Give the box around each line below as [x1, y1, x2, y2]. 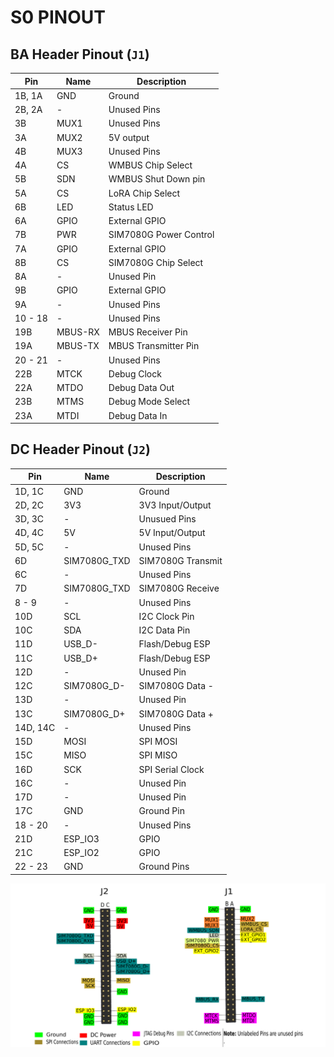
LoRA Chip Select [108, 187, 181, 199]
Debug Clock [108, 367, 162, 380]
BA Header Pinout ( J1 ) [10, 46, 150, 63]
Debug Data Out [108, 382, 175, 393]
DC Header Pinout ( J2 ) [10, 441, 151, 458]
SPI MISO [138, 749, 178, 761]
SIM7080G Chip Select [108, 256, 204, 268]
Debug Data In [108, 409, 168, 421]
